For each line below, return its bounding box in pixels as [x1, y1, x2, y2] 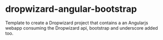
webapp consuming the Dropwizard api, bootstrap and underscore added [5, 25, 158, 31]
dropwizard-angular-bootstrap [5, 3, 137, 15]
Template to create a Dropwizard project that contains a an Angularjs [5, 20, 148, 26]
